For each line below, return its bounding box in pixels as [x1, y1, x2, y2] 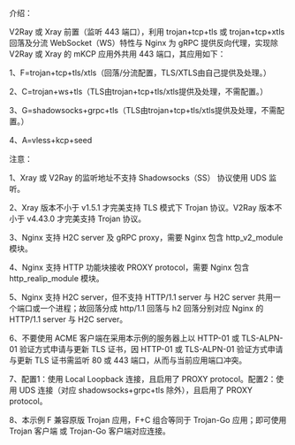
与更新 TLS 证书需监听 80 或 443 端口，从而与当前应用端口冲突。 [9, 355, 247, 365]
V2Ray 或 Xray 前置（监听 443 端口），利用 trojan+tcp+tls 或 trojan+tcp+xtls [9, 27, 285, 37]
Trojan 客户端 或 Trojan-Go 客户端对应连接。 [9, 426, 170, 436]
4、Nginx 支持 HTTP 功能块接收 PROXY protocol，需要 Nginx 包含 [9, 262, 250, 272]
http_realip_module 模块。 [9, 273, 104, 283]
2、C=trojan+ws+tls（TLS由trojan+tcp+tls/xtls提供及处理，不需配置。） [9, 87, 268, 96]
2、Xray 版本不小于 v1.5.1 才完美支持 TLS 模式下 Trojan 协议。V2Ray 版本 [9, 203, 276, 212]
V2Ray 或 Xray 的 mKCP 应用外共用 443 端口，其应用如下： [9, 49, 226, 59]
